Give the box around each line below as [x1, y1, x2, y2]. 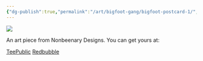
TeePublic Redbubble [6, 48, 59, 55]
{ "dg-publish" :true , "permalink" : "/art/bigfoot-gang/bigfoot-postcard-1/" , [6, 8, 199, 15]
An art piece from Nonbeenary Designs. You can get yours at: [6, 36, 160, 44]
